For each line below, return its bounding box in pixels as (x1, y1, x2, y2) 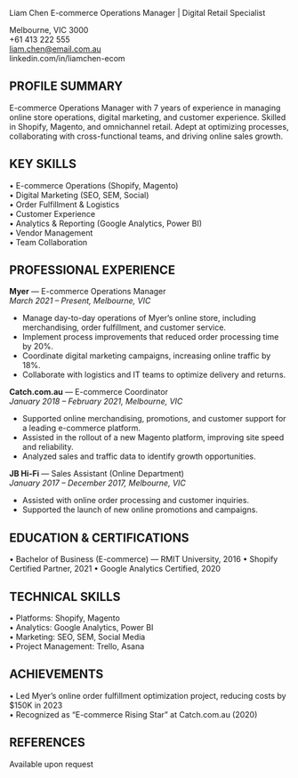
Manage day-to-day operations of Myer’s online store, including (21, 313, 256, 324)
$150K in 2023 (9, 700, 63, 710)
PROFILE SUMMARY (9, 79, 123, 94)
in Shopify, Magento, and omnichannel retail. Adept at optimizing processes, (9, 121, 289, 132)
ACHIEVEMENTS (9, 667, 104, 682)
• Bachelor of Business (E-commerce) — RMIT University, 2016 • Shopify (9, 554, 278, 565)
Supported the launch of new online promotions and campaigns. (21, 504, 258, 515)
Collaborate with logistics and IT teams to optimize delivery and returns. (21, 369, 286, 381)
